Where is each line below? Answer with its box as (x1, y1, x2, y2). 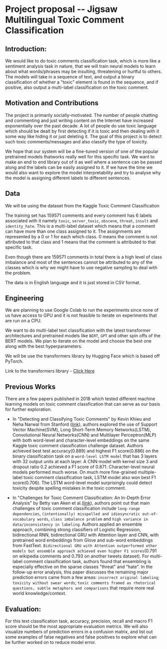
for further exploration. (5, 406, 52, 413)
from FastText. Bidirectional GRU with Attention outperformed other (12, 543, 158, 549)
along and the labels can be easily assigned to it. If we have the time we (5, 164, 153, 170)
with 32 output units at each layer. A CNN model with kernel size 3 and (12, 459, 158, 465)
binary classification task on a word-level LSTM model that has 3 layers (12, 453, 157, 459)
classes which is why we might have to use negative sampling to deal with (5, 264, 158, 270)
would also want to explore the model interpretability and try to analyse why (5, 169, 161, 175)
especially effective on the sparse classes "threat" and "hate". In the (12, 564, 153, 570)
